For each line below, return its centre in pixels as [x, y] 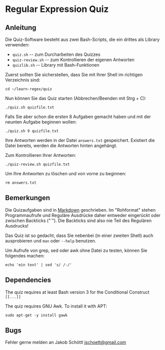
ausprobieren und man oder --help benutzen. [51, 240]
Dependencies [28, 280]
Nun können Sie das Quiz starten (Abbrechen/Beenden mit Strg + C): [76, 98]
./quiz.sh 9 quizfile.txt [32, 131]
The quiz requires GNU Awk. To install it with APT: [56, 306]
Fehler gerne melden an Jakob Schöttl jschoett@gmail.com [66, 343]
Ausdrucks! [17, 226]
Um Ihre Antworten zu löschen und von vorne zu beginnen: [66, 174]
